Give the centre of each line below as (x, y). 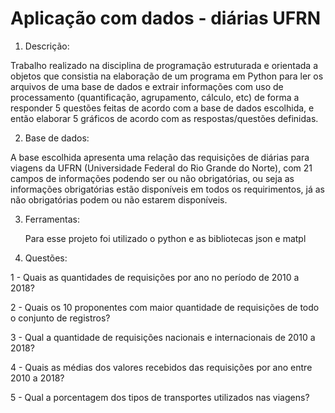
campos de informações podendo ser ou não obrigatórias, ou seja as (152, 178)
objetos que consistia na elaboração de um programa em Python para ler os (167, 76)
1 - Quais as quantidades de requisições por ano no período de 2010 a (155, 277)
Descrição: (47, 46)
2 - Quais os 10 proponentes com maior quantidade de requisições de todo (165, 307)
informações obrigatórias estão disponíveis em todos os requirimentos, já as (168, 189)
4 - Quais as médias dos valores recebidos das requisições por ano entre (161, 367)
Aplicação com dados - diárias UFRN (165, 18)
